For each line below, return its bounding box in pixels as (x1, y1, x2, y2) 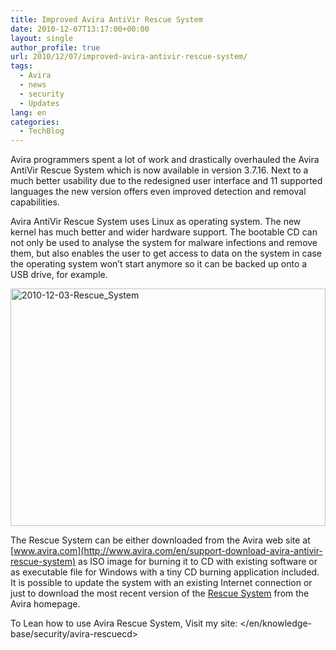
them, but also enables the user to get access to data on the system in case (10, 247, 322, 260)
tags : (10, 61, 33, 71)
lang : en (10, 107, 47, 118)
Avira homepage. (10, 598, 81, 610)
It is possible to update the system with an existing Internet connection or (10, 577, 313, 589)
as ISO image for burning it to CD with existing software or (78, 556, 318, 568)
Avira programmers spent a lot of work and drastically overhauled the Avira (10, 154, 320, 166)
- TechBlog (19, 126, 65, 136)
